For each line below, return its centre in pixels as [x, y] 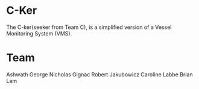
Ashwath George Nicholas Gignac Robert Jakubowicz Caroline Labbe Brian [99, 74]
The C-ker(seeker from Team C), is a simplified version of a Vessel [89, 27]
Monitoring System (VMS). [39, 33]
